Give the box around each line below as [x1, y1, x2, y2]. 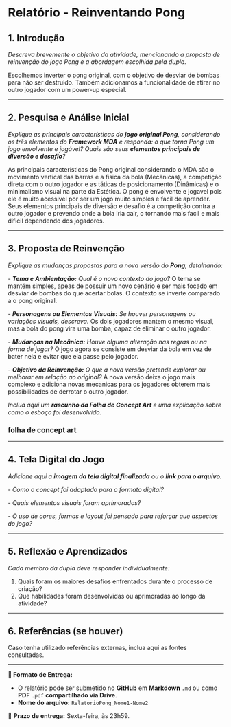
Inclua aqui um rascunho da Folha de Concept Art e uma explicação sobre [8, 401, 222, 409]
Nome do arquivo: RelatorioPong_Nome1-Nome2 [17, 699, 149, 707]
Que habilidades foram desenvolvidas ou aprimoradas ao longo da [17, 592, 206, 600]
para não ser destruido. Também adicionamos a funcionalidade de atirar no [8, 78, 221, 87]
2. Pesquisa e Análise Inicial [8, 112, 130, 124]
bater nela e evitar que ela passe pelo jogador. [8, 352, 139, 360]
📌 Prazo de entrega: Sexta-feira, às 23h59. [8, 712, 130, 720]
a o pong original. [8, 296, 58, 304]
